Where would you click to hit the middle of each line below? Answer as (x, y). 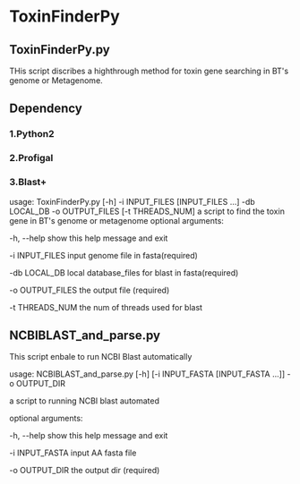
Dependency (46, 109)
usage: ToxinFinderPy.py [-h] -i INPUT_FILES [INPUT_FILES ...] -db (132, 201)
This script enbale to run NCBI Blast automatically (101, 357)
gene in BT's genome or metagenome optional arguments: (116, 220)
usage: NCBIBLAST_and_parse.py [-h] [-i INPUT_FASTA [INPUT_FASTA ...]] (147, 374)
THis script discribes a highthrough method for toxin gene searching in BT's (149, 71)
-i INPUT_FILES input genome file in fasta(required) (104, 255)
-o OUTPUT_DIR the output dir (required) (85, 471)
